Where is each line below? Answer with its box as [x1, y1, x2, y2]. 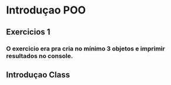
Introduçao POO [6, 4, 86, 17]
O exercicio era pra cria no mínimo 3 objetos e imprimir [6, 45, 166, 53]
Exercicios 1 [6, 27, 51, 37]
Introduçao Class [6, 70, 71, 80]
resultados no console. [6, 52, 73, 60]
